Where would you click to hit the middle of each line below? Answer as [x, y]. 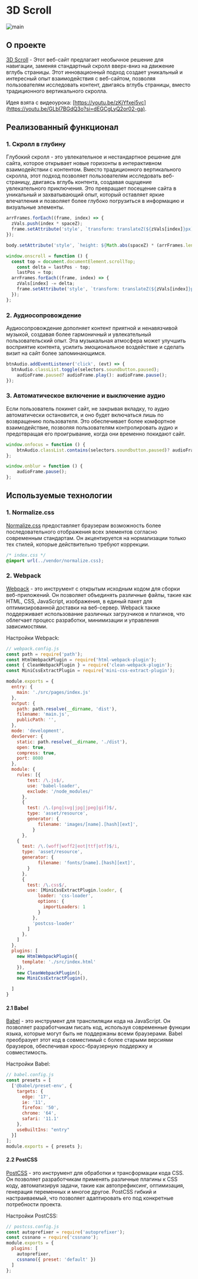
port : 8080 [30, 758]
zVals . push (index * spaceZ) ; [47, 224]
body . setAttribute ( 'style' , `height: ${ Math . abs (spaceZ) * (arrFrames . [96, 245]
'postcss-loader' [54, 923]
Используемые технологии [59, 495]
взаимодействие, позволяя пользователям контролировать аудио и [92, 427]
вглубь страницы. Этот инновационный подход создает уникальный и [94, 72]
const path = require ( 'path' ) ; [44, 654]
